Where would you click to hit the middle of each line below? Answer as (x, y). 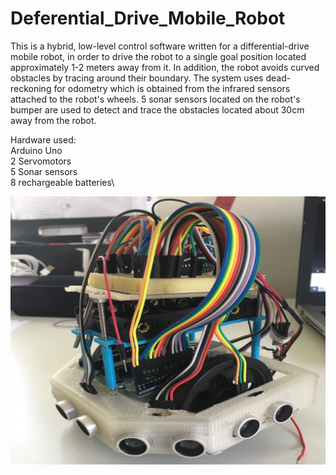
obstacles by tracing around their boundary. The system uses (137, 78)
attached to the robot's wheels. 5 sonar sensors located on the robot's (155, 99)
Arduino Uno (36, 150)
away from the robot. (53, 120)
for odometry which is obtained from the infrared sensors (172, 88)
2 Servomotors (41, 161)
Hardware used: (43, 139)
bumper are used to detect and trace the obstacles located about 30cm (157, 109)
